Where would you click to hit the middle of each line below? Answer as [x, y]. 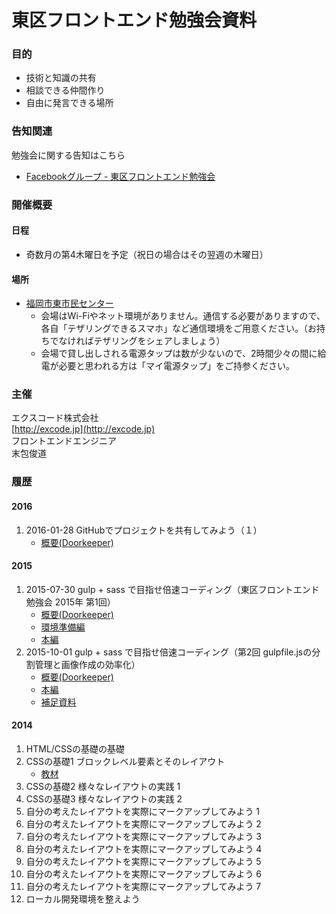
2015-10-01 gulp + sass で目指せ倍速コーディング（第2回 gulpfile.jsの [169, 652]
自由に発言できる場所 [69, 103]
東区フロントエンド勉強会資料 [134, 20]
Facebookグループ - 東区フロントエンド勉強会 [120, 176]
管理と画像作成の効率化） [87, 664]
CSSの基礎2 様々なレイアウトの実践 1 [103, 786]
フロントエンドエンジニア [64, 441]
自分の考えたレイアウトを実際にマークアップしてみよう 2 [143, 823]
